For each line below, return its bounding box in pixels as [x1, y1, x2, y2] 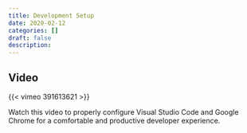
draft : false [8, 33, 52, 42]
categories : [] [8, 26, 59, 34]
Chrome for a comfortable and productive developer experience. [8, 115, 221, 125]
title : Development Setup [8, 11, 94, 20]
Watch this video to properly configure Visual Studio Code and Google [8, 107, 239, 116]
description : [8, 41, 52, 49]
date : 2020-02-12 [8, 19, 66, 27]
